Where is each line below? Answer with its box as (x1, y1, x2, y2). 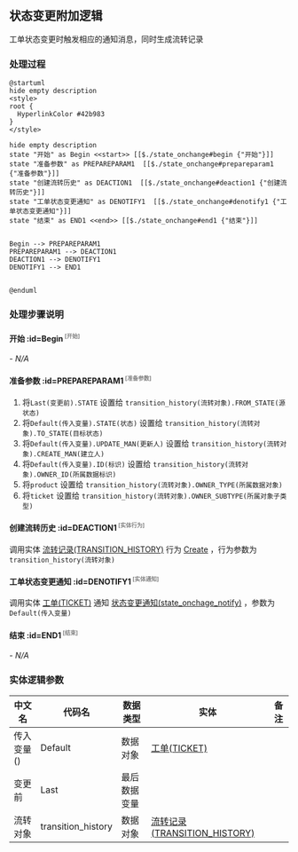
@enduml (9, 287, 38, 296)
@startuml (9, 79, 46, 88)
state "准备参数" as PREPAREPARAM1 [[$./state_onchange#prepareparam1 (9, 160, 275, 169)
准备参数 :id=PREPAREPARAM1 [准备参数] (9, 375, 153, 386)
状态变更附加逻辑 (9, 8, 103, 24)
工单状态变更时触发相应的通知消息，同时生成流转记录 (9, 34, 204, 44)
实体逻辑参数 (9, 674, 65, 686)
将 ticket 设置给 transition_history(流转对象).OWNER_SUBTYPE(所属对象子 (21, 490, 281, 501)
